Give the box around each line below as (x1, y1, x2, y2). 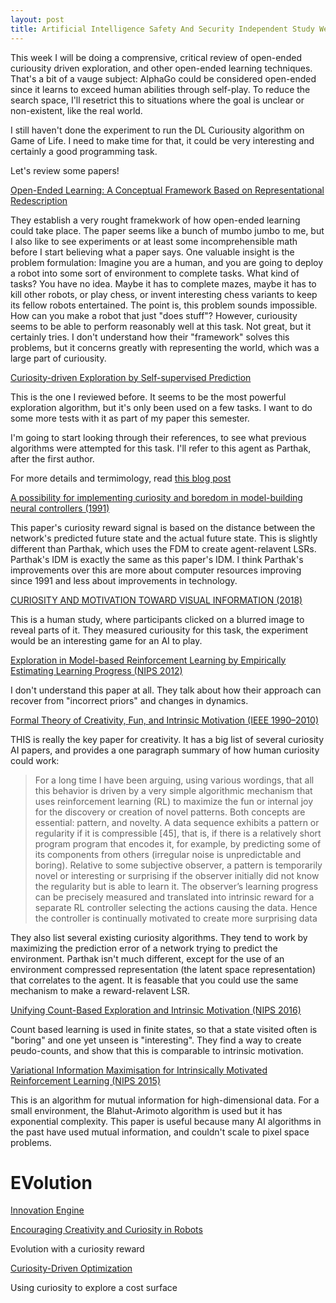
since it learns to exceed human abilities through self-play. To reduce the (10, 83, 311, 95)
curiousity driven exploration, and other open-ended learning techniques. (10, 62, 313, 74)
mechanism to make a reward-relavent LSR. (10, 984, 191, 996)
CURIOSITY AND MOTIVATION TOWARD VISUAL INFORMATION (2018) (10, 594, 303, 606)
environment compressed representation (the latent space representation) (10, 963, 316, 975)
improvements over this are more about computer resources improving (10, 564, 302, 576)
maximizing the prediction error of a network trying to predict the (10, 942, 278, 954)
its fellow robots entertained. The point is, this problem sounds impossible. (10, 299, 318, 311)
